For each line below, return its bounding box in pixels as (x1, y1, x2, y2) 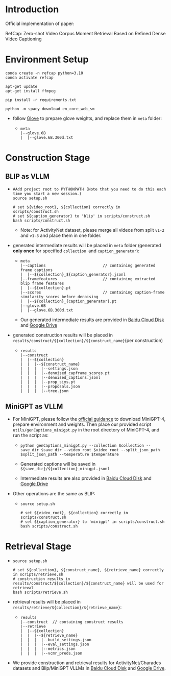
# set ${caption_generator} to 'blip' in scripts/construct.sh (12, 213, 151, 219)
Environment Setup (5, 54, 89, 65)
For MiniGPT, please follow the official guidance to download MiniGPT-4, (12, 416, 166, 422)
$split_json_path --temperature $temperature (20, 452, 119, 457)
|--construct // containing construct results (20, 619, 124, 624)
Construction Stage (5, 152, 90, 164)
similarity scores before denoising (20, 294, 99, 299)
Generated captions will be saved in (20, 461, 96, 467)
